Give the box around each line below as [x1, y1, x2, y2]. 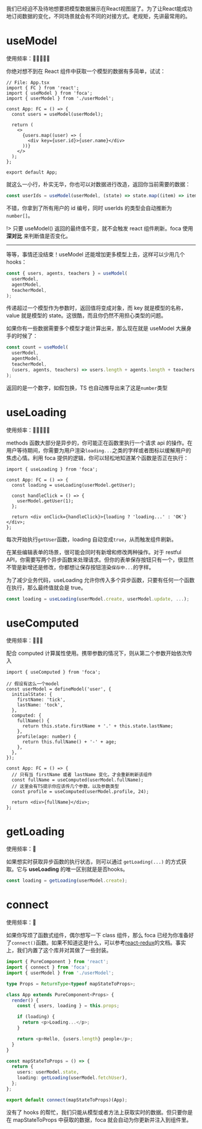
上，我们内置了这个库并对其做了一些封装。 [6, 947, 112, 954]
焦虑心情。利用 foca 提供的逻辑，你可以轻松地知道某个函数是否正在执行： [6, 454, 189, 461]
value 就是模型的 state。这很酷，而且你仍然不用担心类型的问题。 [6, 312, 167, 319]
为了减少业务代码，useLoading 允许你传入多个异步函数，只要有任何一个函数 [6, 576, 195, 583]
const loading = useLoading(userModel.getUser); [11, 482, 136, 488]
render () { [11, 997, 39, 1004]
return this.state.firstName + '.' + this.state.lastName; [22, 723, 173, 729]
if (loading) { [17, 1014, 55, 1020]
